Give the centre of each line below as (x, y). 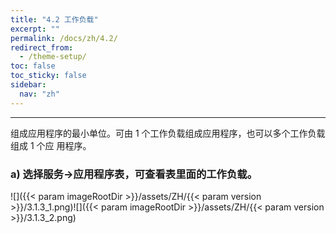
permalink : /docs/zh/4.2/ (64, 38)
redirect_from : (42, 47)
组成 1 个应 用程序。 (51, 145)
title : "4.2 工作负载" (54, 19)
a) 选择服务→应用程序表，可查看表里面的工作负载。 (134, 174)
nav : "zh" (39, 94)
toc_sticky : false (48, 76)
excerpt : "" (35, 29)
